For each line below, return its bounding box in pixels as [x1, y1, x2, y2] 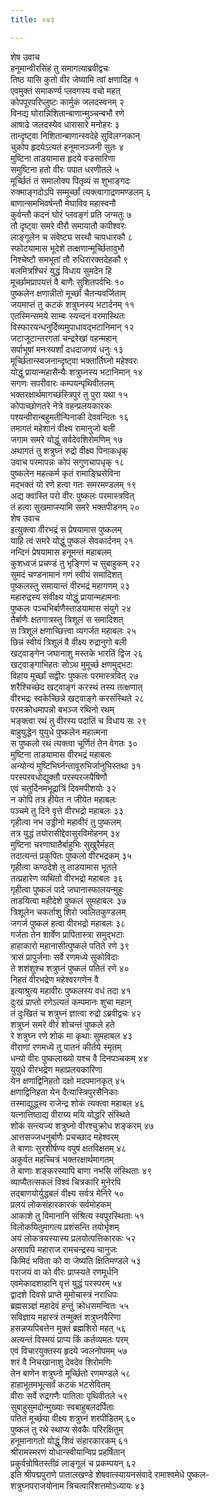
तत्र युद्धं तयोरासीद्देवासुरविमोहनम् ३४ [10, 827, 121, 839]
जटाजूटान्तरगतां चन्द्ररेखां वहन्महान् [10, 332, 118, 344]
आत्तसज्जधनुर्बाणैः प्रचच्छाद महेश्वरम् [10, 1131, 120, 1143]
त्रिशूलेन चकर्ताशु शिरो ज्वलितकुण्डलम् [10, 906, 127, 918]
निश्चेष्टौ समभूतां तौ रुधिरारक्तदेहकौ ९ [10, 253, 129, 265]
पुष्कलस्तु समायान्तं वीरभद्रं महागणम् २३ [10, 579, 130, 591]
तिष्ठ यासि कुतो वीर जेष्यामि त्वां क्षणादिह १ [10, 73, 140, 85]
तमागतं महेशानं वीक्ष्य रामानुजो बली [10, 422, 116, 434]
